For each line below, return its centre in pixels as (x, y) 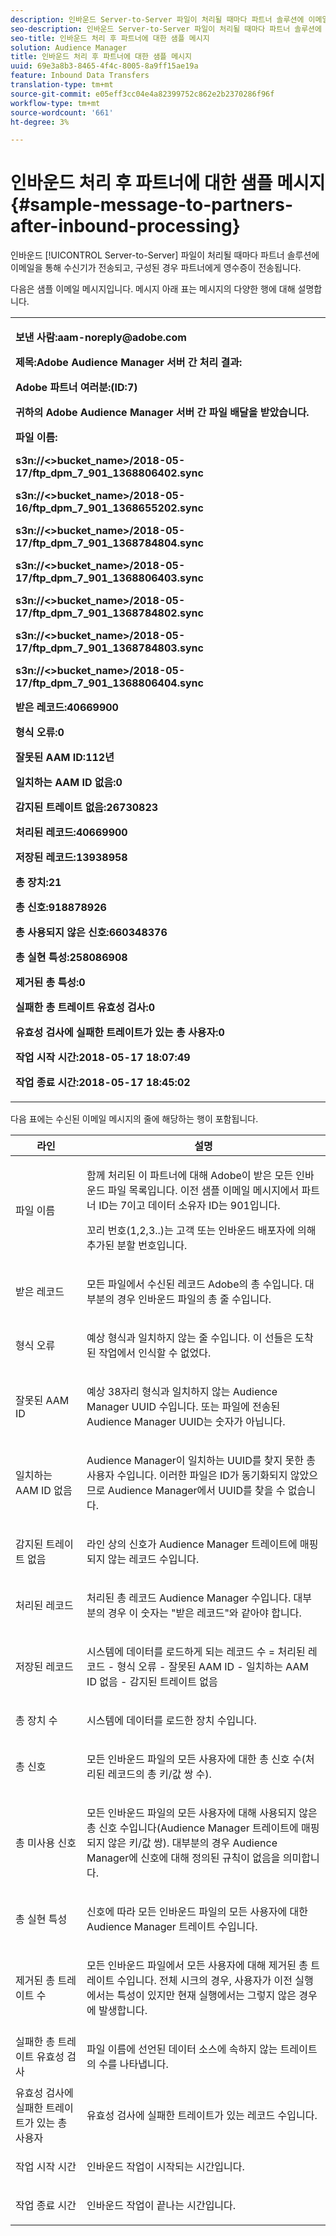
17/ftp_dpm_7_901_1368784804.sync (109, 543)
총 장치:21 (38, 883)
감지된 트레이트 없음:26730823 (87, 808)
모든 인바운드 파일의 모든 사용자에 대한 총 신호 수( (196, 1759)
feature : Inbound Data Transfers (80, 76)
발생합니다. (123, 2011)
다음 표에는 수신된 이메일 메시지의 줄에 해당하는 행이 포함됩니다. (134, 1119)
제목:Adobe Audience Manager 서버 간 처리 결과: (129, 363)
